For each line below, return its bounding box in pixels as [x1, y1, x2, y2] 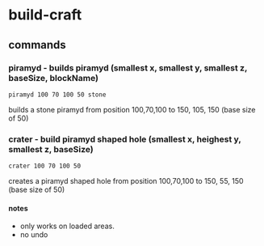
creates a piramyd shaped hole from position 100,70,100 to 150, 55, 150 [8, 176, 244, 186]
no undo [19, 230, 48, 240]
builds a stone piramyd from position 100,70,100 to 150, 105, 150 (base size [8, 104, 256, 114]
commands [8, 38, 66, 52]
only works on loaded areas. [19, 221, 115, 231]
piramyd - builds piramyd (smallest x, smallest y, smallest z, [8, 62, 248, 74]
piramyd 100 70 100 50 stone [8, 91, 107, 99]
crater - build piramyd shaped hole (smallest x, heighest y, [8, 134, 241, 145]
